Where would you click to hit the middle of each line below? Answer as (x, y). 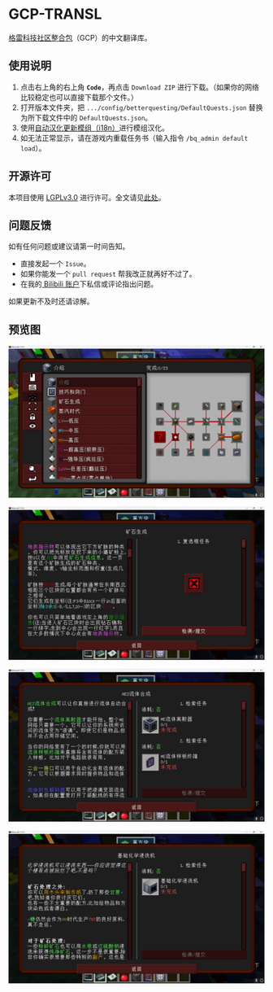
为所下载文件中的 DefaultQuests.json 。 (86, 117)
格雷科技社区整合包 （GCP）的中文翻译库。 (80, 37)
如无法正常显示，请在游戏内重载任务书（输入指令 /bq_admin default (134, 138)
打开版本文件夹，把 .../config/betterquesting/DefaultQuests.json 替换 (141, 107)
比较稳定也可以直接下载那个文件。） (79, 97)
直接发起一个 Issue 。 (55, 264)
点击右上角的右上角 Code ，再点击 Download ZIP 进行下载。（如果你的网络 (140, 87)
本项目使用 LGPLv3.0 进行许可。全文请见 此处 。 (87, 197)
